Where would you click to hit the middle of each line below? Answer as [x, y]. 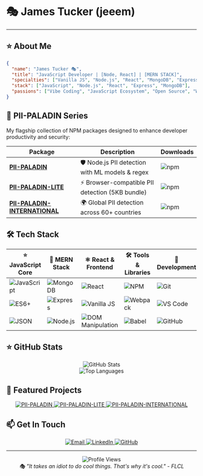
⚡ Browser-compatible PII [117, 182]
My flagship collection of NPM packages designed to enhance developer [97, 130]
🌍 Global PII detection [112, 202]
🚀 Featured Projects [44, 390]
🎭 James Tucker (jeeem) [71, 12]
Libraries [138, 272]
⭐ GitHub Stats [34, 347]
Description [118, 152]
